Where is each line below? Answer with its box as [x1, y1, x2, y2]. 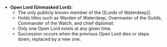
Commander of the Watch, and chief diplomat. [17, 20, 115, 26]
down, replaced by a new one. [17, 36, 81, 42]
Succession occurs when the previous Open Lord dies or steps [17, 31, 150, 36]
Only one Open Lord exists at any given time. [17, 25, 112, 31]
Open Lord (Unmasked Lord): [10, 4, 73, 10]
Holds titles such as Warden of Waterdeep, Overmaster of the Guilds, [17, 15, 162, 20]
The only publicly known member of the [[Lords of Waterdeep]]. [17, 9, 152, 15]
